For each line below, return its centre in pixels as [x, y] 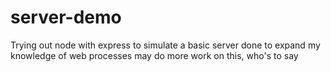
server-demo [66, 17]
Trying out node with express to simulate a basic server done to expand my [165, 45]
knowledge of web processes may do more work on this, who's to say [154, 55]
